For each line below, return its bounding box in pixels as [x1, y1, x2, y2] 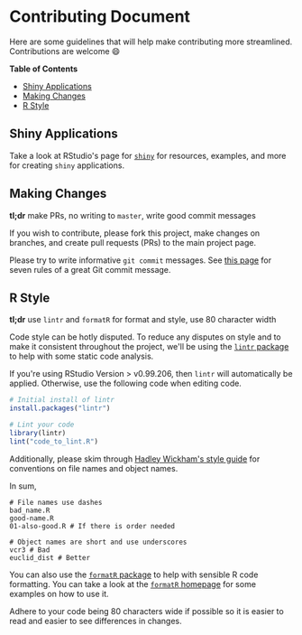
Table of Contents [9, 63, 78, 74]
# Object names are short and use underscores [9, 537, 188, 546]
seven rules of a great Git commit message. [9, 264, 171, 275]
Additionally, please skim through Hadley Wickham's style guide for [9, 453, 261, 464]
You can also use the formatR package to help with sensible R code [9, 569, 259, 580]
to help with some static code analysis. [9, 350, 154, 362]
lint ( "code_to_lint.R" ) [9, 436, 99, 446]
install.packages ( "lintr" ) [9, 404, 111, 413]
